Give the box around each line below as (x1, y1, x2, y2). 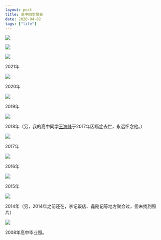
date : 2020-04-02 (5, 16, 41, 21)
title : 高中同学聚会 (5, 12, 43, 17)
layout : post (5, 7, 32, 12)
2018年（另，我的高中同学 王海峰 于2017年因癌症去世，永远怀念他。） (5, 123, 145, 130)
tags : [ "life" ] (5, 21, 37, 26)
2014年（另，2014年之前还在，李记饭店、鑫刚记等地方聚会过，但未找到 (5, 203, 152, 210)
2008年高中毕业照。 (5, 230, 47, 236)
